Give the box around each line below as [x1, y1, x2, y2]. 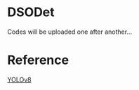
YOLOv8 [7, 75, 32, 84]
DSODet [7, 4, 55, 20]
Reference [7, 52, 69, 68]
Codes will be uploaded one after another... [7, 27, 132, 36]
